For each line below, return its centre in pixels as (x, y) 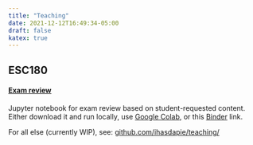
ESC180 (28, 70)
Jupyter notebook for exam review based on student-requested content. (127, 108)
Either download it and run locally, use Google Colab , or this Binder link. (126, 116)
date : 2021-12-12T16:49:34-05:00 (64, 23)
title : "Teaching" (39, 16)
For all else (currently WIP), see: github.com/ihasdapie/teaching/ (114, 131)
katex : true (28, 38)
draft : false (30, 30)
